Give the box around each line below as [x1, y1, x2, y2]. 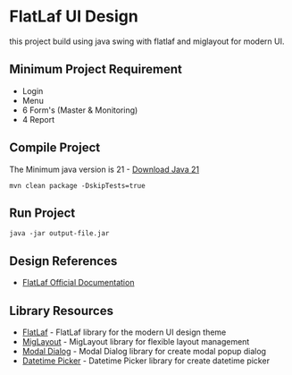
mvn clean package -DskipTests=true [9, 181, 146, 190]
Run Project [9, 205, 76, 220]
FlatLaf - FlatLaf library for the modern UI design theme [21, 327, 227, 337]
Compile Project [9, 141, 101, 156]
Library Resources [9, 303, 114, 319]
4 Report [21, 114, 55, 124]
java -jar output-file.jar [9, 229, 110, 238]
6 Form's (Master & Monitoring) [21, 105, 138, 115]
